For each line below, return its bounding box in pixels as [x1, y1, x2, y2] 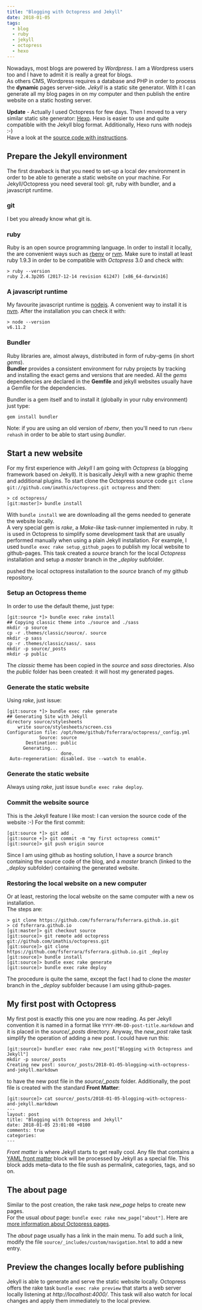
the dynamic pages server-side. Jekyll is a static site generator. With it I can [7, 84, 196, 91]
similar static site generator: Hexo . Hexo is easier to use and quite [7, 114, 170, 122]
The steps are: [7, 906, 43, 913]
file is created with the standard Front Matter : [7, 1084, 120, 1091]
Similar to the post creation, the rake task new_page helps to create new [7, 1201, 186, 1208]
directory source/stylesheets [7, 719, 83, 725]
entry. [7, 1244, 22, 1252]
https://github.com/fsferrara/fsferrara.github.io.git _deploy [7, 949, 169, 955]
